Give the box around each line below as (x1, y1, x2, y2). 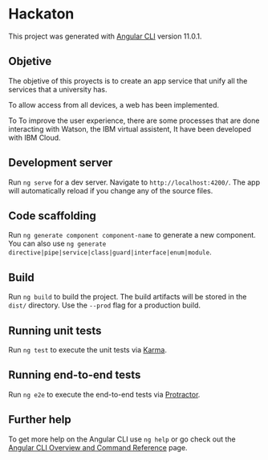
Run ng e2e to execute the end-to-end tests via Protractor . (8, 389, 201, 399)
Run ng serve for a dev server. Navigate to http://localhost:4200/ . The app (8, 177, 261, 187)
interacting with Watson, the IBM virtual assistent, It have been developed (8, 124, 251, 133)
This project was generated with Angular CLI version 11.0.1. (8, 31, 202, 41)
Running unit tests (8, 324, 102, 337)
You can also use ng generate (8, 238, 107, 249)
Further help (8, 413, 72, 426)
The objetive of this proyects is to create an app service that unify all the (8, 75, 248, 85)
